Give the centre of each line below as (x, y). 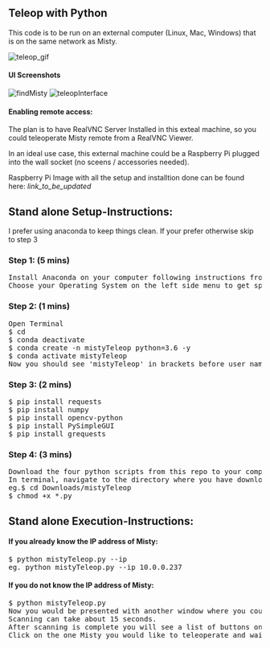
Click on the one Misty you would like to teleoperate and (127, 636)
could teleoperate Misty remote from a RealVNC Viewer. (101, 138)
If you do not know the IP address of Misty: (81, 585)
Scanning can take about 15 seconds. (83, 619)
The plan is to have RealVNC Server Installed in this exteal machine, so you (133, 130)
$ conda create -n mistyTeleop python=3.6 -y (100, 348)
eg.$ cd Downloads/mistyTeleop (70, 488)
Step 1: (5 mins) (39, 260)
